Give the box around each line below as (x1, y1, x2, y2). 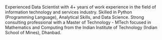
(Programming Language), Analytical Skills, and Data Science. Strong (5, 14, 144, 20)
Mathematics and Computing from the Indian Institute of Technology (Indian (5, 25, 158, 30)
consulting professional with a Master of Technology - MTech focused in (5, 19, 151, 25)
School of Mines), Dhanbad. (5, 30, 61, 35)
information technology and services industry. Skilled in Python (5, 9, 133, 15)
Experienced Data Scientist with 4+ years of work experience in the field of (5, 4, 156, 10)
